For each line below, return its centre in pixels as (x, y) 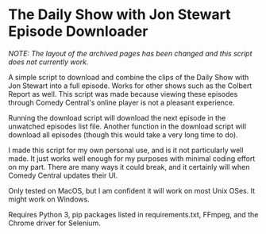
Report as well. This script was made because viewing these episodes (123, 94)
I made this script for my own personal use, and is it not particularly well (126, 150)
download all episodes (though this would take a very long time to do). (123, 134)
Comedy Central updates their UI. (63, 175)
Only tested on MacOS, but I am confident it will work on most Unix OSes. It (132, 190)
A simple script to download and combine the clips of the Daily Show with (129, 77)
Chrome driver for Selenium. (54, 223)
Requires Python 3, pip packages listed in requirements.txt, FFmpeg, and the (133, 214)
